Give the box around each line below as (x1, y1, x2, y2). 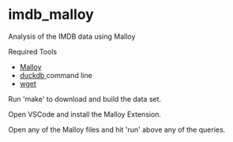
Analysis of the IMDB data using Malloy (8, 32, 136, 41)
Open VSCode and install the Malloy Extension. (8, 109, 162, 119)
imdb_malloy (8, 6, 95, 24)
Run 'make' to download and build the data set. (8, 94, 162, 103)
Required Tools (8, 47, 58, 56)
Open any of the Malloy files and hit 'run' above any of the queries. (8, 125, 226, 134)
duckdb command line (19, 70, 92, 80)
